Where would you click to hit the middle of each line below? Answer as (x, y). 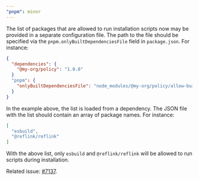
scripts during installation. (38, 160)
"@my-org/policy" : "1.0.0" (50, 70)
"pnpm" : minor (24, 12)
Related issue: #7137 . (32, 171)
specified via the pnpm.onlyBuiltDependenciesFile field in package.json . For (98, 41)
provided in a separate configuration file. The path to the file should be (92, 35)
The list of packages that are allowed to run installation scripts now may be (97, 29)
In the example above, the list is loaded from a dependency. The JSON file (97, 108)
